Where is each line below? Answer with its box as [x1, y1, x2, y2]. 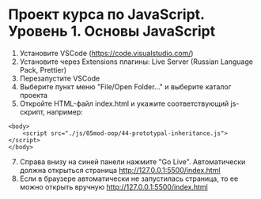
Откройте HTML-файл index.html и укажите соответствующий [19, 99, 229, 108]
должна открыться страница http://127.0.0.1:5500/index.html [19, 165, 221, 175]
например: [47, 107, 83, 116]
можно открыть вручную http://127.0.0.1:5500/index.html [19, 182, 208, 191]
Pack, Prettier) [19, 65, 67, 74]
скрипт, [19, 107, 46, 116]
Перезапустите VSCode [19, 73, 100, 83]
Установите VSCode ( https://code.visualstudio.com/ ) [19, 48, 194, 58]
